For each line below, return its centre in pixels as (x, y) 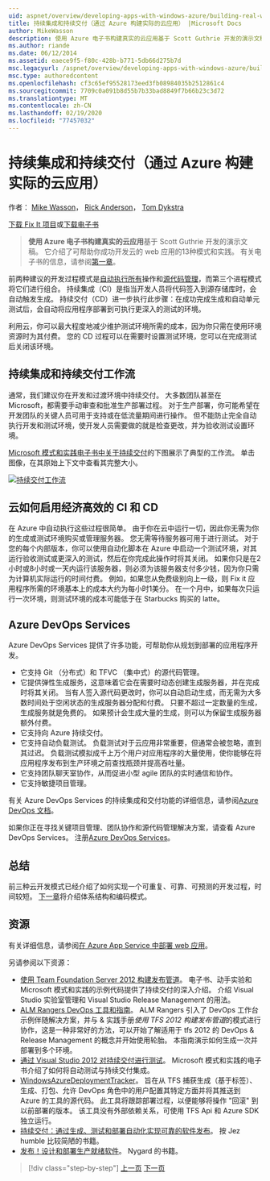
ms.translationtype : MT (48, 98)
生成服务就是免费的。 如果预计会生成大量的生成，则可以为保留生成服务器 (141, 713)
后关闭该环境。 (33, 346)
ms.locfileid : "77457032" (51, 121)
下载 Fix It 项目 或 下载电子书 (53, 224)
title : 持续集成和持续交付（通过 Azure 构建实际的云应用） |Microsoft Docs (125, 23)
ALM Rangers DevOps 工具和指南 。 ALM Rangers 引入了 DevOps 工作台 (139, 1009)
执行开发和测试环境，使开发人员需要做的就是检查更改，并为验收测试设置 (128, 425)
